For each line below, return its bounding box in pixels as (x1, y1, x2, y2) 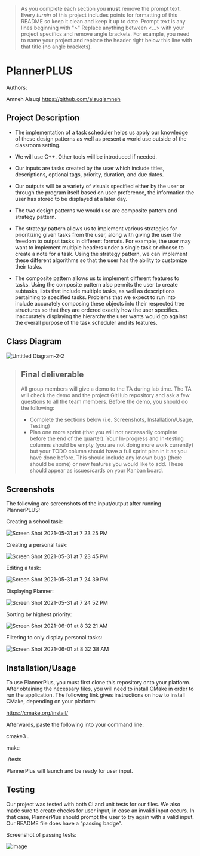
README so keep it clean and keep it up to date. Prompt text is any (20, 18, 186, 25)
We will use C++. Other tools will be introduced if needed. (14, 153, 157, 160)
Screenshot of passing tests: (6, 831, 77, 838)
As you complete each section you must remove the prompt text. (20, 5, 181, 12)
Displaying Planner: (6, 587, 54, 595)
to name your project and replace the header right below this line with (20, 37, 192, 44)
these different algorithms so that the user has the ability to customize (14, 257, 187, 264)
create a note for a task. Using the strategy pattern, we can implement (14, 250, 188, 257)
